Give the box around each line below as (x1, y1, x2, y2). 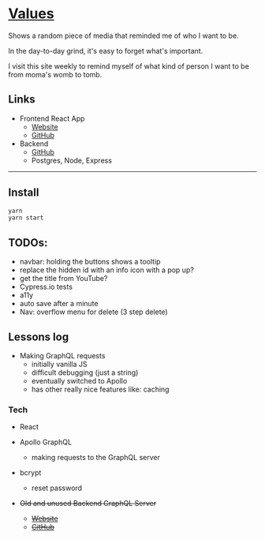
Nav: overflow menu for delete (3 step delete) (19, 307, 168, 316)
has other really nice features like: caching (31, 384, 170, 394)
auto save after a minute (19, 299, 99, 309)
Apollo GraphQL (19, 437, 73, 447)
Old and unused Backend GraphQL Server (19, 499, 156, 508)
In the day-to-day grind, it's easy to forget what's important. (8, 46, 203, 55)
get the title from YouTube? (19, 274, 108, 283)
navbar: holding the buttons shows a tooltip (19, 257, 161, 267)
